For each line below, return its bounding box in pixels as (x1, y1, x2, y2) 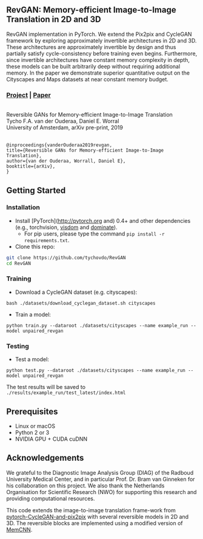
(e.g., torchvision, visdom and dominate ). (15, 223, 118, 231)
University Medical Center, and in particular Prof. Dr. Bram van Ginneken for (6, 475, 195, 483)
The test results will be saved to (6, 384, 86, 391)
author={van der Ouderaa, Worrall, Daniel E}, (6, 158, 126, 164)
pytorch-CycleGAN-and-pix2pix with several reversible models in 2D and (6, 513, 189, 520)
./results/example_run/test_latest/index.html (6, 390, 126, 396)
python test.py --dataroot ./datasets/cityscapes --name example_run (6, 367, 186, 374)
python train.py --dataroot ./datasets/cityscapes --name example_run (6, 322, 188, 328)
